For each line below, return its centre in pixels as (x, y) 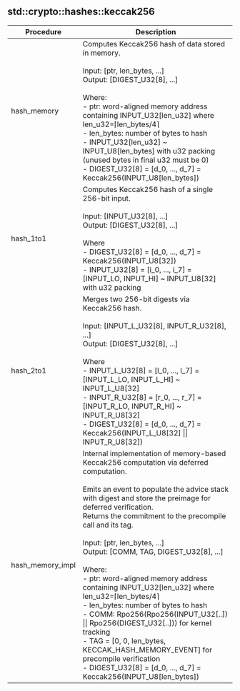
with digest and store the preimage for (146, 498)
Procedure (43, 31)
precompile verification (121, 658)
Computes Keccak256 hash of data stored (154, 44)
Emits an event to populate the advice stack (156, 489)
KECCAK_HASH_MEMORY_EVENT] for (147, 650)
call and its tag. (108, 525)
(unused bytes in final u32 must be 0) (146, 160)
